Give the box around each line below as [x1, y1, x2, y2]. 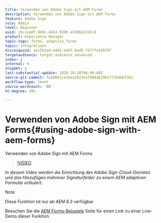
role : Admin [5, 20, 29, 26]
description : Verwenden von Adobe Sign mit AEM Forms [5, 12, 116, 17]
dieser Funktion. [17, 213, 50, 219]
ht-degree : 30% [5, 89, 36, 93]
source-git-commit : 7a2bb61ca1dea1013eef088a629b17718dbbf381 [5, 75, 133, 80]
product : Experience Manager [5, 35, 64, 39]
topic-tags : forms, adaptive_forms [5, 39, 77, 44]
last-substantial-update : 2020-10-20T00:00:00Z [5, 71, 103, 75]
